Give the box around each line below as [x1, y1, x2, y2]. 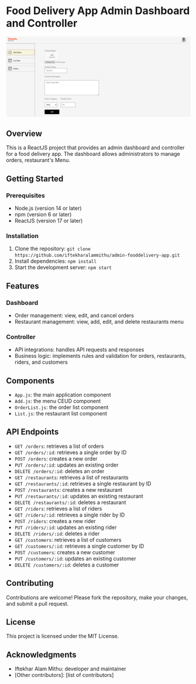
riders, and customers [14, 358, 68, 366]
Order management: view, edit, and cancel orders [14, 311, 135, 318]
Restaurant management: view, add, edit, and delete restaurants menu [14, 318, 184, 325]
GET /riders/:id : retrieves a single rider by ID [14, 511, 125, 518]
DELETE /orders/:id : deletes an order [14, 467, 105, 474]
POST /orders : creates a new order [14, 455, 98, 462]
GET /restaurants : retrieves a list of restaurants [14, 474, 129, 481]
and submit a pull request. [6, 600, 69, 607]
